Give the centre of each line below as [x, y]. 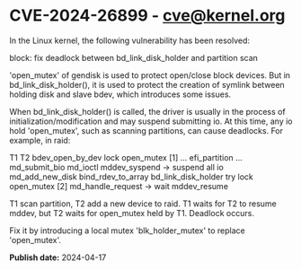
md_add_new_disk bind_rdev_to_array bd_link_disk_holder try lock [132, 177]
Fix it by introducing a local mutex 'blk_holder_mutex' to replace [127, 231]
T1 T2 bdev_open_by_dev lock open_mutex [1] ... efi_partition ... [126, 157]
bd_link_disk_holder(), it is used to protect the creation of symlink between [147, 84]
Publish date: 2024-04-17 [58, 257]
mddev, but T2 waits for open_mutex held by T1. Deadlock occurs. [132, 213]
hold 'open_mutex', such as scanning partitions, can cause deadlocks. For [146, 130]
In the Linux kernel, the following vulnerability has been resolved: [129, 40]
